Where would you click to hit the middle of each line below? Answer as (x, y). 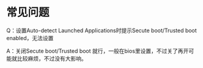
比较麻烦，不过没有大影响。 (52, 58)
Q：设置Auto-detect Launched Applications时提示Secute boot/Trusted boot (102, 30)
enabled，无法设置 (30, 38)
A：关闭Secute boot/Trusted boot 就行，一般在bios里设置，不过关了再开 (98, 51)
